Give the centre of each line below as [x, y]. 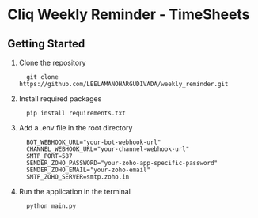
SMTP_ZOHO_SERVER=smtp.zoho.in [78, 177]
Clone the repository [52, 62]
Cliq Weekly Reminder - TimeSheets [129, 15]
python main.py [51, 206]
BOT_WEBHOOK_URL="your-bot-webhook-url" [94, 142]
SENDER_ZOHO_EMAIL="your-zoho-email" [89, 170]
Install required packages [60, 99]
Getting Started [46, 44]
